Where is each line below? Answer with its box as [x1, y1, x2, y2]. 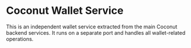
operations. [6, 35, 34, 42]
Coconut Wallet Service [6, 4, 124, 17]
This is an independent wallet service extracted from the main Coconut [6, 23, 178, 30]
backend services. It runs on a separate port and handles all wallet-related [6, 29, 186, 36]
